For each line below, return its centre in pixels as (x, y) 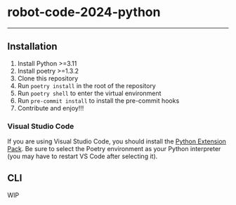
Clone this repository (48, 78)
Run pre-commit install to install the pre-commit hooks (98, 100)
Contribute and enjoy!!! (51, 108)
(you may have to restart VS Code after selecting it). (83, 156)
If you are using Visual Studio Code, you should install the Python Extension (117, 141)
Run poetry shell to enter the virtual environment (89, 93)
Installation (32, 47)
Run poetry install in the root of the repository (86, 85)
